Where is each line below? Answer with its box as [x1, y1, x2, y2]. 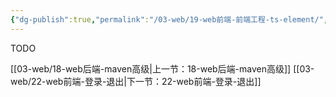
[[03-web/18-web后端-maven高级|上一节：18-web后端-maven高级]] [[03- [10, 62, 315, 75]
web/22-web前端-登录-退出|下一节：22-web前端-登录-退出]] [10, 75, 262, 87]
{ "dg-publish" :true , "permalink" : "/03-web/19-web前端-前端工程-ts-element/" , [10, 14, 329, 25]
